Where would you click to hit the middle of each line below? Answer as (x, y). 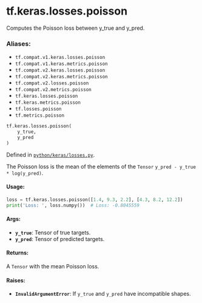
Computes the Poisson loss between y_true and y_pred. (76, 28)
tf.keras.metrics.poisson (48, 103)
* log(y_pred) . (25, 173)
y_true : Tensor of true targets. (53, 233)
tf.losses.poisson (38, 109)
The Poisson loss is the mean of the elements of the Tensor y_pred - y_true (101, 166)
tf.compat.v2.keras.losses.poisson (60, 70)
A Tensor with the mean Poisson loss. (53, 267)
